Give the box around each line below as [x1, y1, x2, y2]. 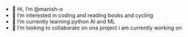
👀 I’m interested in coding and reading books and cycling [11, 12, 154, 19]
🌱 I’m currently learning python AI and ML [11, 18, 116, 25]
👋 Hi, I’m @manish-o [11, 6, 63, 12]
